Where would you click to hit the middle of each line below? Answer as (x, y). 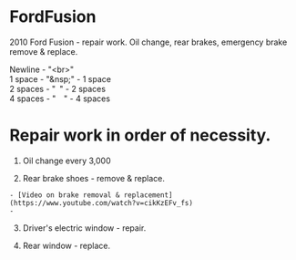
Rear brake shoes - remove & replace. (94, 178)
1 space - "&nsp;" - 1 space (61, 78)
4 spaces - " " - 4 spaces (60, 99)
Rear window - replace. (66, 245)
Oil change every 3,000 (66, 161)
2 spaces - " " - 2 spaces (58, 88)
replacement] (148, 195)
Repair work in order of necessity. (140, 135)
